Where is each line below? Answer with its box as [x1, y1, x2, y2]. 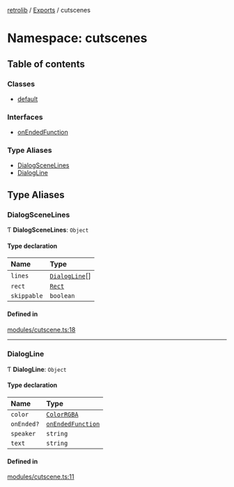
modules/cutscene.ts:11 [7, 472, 75, 481]
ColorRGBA [46, 411, 79, 419]
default [17, 94, 38, 103]
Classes [7, 79, 36, 89]
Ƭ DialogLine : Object [7, 365, 67, 373]
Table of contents [7, 58, 85, 70]
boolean [49, 292, 75, 300]
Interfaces [7, 112, 43, 121]
